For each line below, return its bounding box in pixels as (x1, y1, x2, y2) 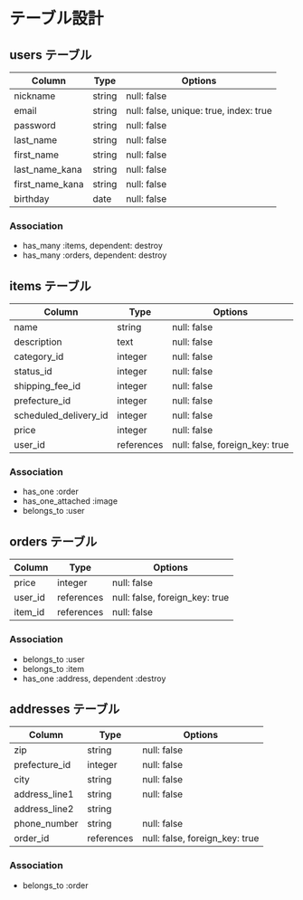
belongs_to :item (22, 663, 85, 674)
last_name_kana (14, 164, 83, 175)
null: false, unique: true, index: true (126, 105, 273, 117)
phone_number (14, 818, 79, 830)
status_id (14, 365, 52, 378)
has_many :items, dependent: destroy (22, 241, 163, 251)
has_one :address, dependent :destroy (22, 673, 166, 684)
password (14, 119, 56, 131)
